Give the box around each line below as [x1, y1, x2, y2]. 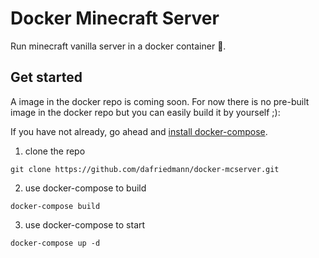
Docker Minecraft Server [10, 7, 220, 30]
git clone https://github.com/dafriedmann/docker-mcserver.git [10, 164, 280, 174]
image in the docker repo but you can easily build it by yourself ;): [10, 106, 281, 118]
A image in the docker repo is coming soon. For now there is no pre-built [10, 95, 310, 107]
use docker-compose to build [24, 182, 147, 194]
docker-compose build [10, 201, 101, 211]
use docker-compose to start [24, 218, 146, 231]
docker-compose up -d [10, 238, 101, 248]
